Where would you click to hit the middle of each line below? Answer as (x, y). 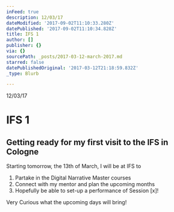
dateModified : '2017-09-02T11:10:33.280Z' (60, 23)
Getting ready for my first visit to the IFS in (87, 142)
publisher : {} (24, 46)
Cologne (23, 151)
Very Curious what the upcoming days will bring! (67, 202)
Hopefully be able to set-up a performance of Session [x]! (87, 191)
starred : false (25, 62)
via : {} (16, 51)
